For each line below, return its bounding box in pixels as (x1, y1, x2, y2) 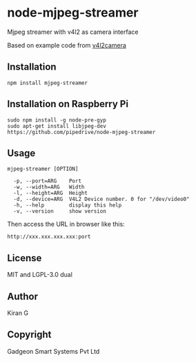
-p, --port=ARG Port (13, 178, 81, 184)
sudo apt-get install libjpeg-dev (7, 122, 107, 129)
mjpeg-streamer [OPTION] (7, 166, 79, 173)
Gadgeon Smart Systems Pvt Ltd (7, 347, 100, 355)
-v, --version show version (13, 208, 107, 215)
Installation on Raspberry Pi (7, 98, 129, 110)
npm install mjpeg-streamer (7, 79, 88, 86)
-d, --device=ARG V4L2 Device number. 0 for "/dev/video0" (13, 196, 190, 203)
